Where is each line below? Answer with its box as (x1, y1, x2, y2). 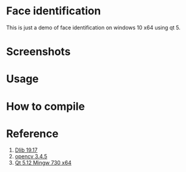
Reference (6, 127, 58, 140)
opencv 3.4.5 (14, 153, 48, 160)
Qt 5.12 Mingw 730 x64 (14, 159, 72, 167)
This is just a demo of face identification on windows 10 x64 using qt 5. (6, 24, 181, 31)
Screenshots (6, 45, 71, 59)
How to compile (6, 100, 85, 113)
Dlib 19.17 (14, 146, 38, 153)
